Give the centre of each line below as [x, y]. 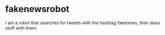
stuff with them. [21, 28]
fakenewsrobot [37, 9]
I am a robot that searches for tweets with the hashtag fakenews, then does [83, 23]
